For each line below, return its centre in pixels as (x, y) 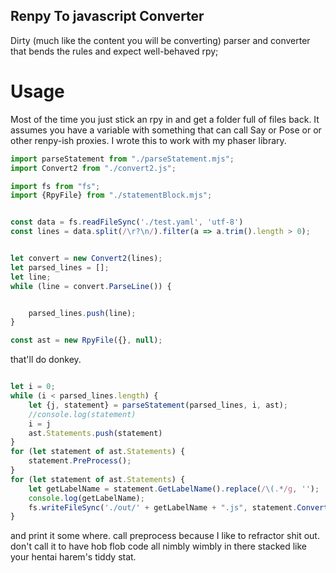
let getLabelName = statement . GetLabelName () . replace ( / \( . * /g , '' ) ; (174, 489)
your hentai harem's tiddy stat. (73, 557)
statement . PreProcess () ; (80, 461)
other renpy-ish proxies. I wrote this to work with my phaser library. (148, 140)
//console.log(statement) (82, 414)
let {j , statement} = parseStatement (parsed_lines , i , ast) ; (158, 405)
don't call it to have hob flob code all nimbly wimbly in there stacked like (159, 546)
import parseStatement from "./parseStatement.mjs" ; (122, 159)
